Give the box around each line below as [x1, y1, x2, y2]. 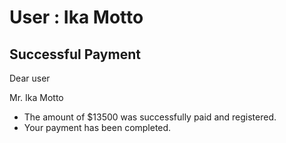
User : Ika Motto [9, 6, 144, 29]
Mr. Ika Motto [9, 92, 64, 103]
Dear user [9, 72, 51, 84]
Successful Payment [9, 46, 141, 63]
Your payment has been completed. [23, 122, 172, 133]
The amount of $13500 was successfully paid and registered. [23, 111, 277, 123]
